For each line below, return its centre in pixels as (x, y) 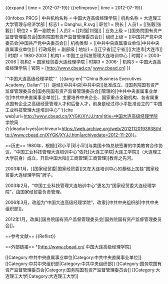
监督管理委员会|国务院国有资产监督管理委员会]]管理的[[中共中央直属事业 (79, 91)
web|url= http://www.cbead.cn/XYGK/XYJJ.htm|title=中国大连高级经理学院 (82, 116)
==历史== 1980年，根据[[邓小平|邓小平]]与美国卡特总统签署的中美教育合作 (82, 145)
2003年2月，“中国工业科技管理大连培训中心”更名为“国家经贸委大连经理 (78, 185)
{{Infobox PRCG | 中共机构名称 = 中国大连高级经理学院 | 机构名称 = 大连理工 (83, 18)
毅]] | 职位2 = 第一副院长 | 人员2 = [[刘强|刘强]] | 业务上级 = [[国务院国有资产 (84, 30)
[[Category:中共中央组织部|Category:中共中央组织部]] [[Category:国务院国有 (83, 263)
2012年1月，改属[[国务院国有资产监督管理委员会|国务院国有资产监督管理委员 (83, 219)
